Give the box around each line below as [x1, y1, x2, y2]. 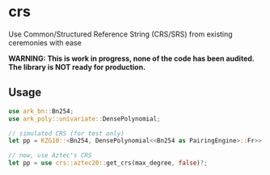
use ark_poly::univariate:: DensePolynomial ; [8, 114, 161, 123]
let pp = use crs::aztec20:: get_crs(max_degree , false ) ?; [8, 159, 208, 168]
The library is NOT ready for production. [8, 62, 146, 71]
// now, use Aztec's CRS [8, 152, 92, 160]
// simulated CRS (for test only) [8, 129, 125, 138]
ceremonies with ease [8, 37, 82, 47]
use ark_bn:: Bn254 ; [8, 107, 74, 115]
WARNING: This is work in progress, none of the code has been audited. [8, 53, 255, 63]
